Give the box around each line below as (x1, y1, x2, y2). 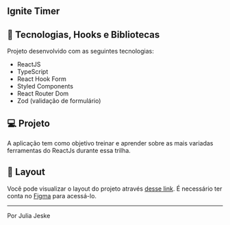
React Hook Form (16, 75, 66, 83)
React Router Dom (16, 89, 69, 98)
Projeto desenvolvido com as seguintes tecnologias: (7, 47, 154, 56)
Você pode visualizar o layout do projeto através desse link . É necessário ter (7, 185, 222, 193)
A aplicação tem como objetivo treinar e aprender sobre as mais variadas (7, 139, 214, 147)
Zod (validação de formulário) (16, 97, 101, 105)
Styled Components (16, 82, 74, 91)
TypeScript (16, 68, 49, 76)
